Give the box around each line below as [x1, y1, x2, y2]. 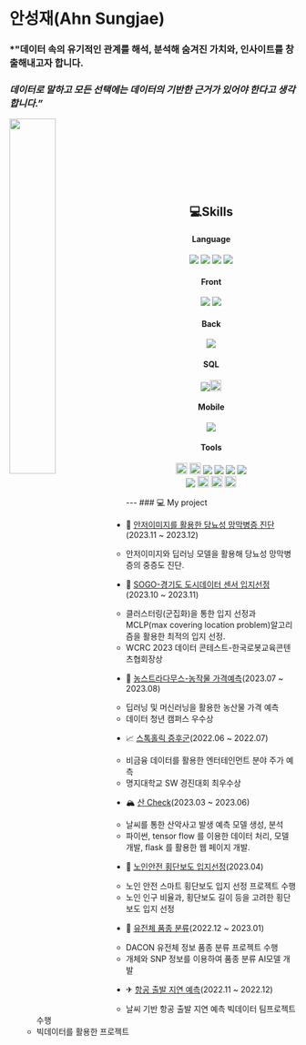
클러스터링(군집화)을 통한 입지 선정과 [126, 608, 257, 619]
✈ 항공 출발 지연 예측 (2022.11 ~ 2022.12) [126, 984, 273, 995]
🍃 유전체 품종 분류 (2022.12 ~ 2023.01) [126, 923, 265, 934]
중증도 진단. [142, 560, 185, 571]
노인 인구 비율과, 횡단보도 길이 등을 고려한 [126, 892, 275, 903]
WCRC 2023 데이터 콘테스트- [126, 643, 232, 654]
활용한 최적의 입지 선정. [142, 631, 226, 642]
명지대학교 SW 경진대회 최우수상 [126, 777, 241, 788]
